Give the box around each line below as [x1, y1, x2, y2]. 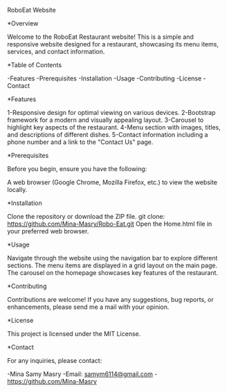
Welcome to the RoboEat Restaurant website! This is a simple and [7, 33, 194, 41]
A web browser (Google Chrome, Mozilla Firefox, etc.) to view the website [7, 178, 218, 186]
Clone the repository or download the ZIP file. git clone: [7, 213, 165, 220]
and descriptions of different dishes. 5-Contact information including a [7, 131, 208, 139]
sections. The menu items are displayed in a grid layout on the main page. [7, 261, 218, 269]
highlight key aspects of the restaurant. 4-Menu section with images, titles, [7, 123, 221, 131]
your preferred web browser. [7, 227, 89, 235]
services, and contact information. [7, 48, 105, 55]
